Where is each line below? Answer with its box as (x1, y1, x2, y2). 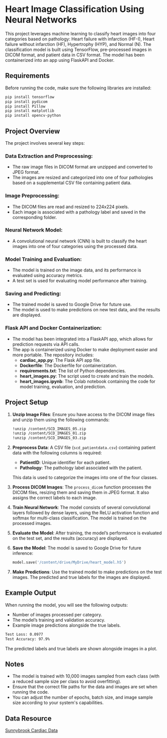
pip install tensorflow (5, 94, 55, 99)
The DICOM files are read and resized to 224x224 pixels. (12, 204, 129, 210)
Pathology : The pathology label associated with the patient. (19, 465, 143, 471)
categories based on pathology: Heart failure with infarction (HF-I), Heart (5, 36, 155, 42)
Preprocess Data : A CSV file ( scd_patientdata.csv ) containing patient (12, 445, 156, 451)
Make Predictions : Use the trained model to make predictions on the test (12, 569, 162, 575)
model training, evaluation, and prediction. (19, 383, 106, 390)
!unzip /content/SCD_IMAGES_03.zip (12, 436, 86, 441)
